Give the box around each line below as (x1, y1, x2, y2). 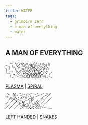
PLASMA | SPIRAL (5, 83, 43, 89)
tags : (5, 13, 17, 19)
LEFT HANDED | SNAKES (5, 114, 58, 120)
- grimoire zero (10, 19, 44, 24)
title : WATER (5, 8, 33, 13)
